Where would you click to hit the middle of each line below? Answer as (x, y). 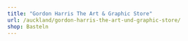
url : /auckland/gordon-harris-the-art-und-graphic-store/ (94, 20)
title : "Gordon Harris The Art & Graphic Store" (80, 14)
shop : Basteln (28, 26)
